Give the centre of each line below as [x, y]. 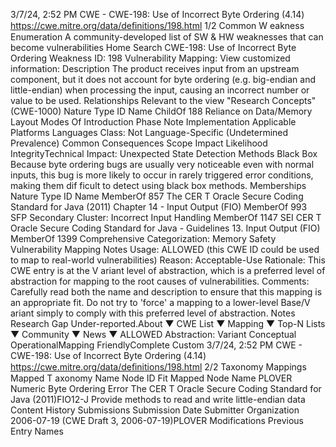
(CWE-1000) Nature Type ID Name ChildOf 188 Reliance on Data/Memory [161, 111]
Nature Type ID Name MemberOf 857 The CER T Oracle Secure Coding [157, 196]
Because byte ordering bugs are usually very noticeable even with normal [162, 164]
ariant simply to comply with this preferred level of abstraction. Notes [153, 313]
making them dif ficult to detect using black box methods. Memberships [158, 185]
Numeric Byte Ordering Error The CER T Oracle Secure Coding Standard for [166, 388]
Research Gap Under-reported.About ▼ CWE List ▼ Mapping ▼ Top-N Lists [168, 323]
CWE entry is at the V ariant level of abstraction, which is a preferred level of [168, 270]
